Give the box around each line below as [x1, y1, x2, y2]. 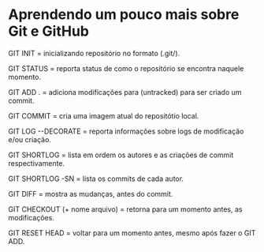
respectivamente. [8, 158, 65, 167]
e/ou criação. [8, 134, 51, 144]
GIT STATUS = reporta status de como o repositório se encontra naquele [8, 63, 244, 73]
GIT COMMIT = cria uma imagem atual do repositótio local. [8, 111, 199, 120]
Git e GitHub [8, 22, 89, 40]
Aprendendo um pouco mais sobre [8, 6, 240, 24]
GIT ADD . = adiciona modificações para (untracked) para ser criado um [8, 87, 242, 96]
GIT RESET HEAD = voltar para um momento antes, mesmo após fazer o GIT [8, 228, 256, 238]
